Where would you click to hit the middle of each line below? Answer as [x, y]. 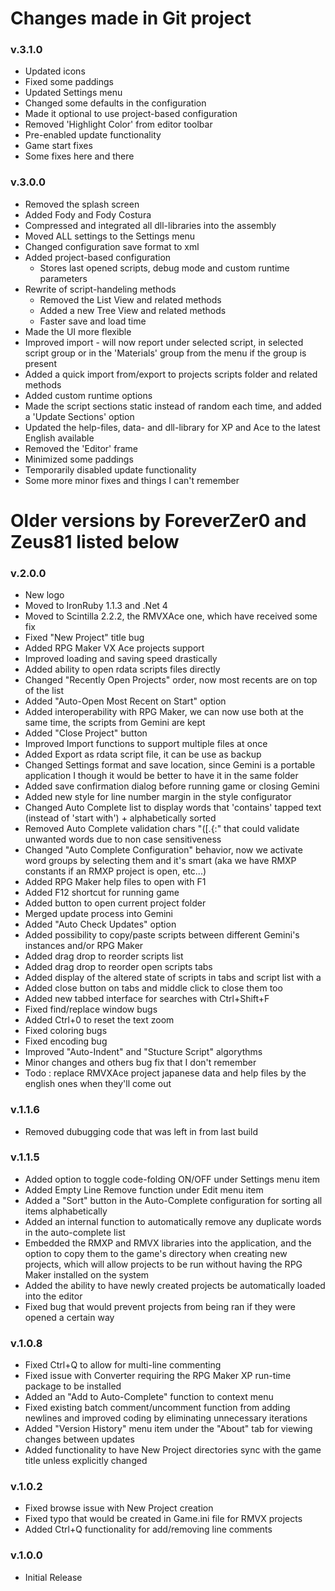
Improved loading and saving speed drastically [121, 659]
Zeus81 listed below [95, 541]
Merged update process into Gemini [98, 914]
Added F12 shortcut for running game [102, 893]
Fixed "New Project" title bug [84, 638]
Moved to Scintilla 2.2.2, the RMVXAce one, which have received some [171, 616]
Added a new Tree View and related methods [133, 310]
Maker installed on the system [87, 1274]
